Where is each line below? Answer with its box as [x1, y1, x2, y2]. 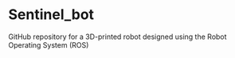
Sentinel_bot [8, 6, 94, 24]
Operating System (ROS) [8, 40, 89, 49]
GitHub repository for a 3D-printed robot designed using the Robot [8, 32, 227, 41]
